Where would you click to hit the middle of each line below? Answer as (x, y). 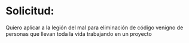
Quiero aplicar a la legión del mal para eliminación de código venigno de (94, 27)
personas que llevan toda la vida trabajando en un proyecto (79, 33)
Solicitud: (30, 11)
